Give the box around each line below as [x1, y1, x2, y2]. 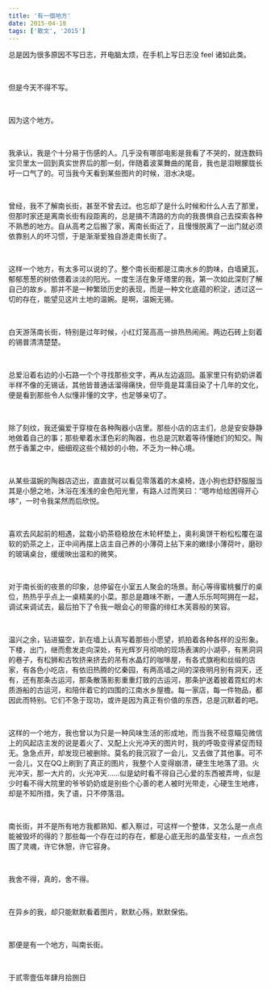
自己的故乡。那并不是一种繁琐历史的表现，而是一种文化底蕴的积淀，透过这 [8, 284, 256, 294]
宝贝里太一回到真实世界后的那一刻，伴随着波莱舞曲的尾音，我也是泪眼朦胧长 [8, 158, 263, 168]
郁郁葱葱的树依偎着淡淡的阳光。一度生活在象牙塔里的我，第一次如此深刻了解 [8, 274, 263, 284]
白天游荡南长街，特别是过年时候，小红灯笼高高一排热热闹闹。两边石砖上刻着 [8, 328, 263, 337]
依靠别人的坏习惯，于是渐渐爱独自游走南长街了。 [8, 232, 171, 241]
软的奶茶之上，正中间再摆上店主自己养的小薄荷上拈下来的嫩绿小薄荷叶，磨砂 [8, 539, 263, 549]
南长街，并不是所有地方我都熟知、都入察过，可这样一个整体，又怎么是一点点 [8, 821, 263, 831]
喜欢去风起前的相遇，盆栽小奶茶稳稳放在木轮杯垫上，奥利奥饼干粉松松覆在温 [8, 529, 263, 539]
